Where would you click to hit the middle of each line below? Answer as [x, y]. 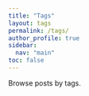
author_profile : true [44, 38]
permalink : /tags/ [39, 30]
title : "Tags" [32, 16]
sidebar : [23, 46]
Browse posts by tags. [45, 83]
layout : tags [30, 23]
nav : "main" [35, 53]
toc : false [26, 61]
